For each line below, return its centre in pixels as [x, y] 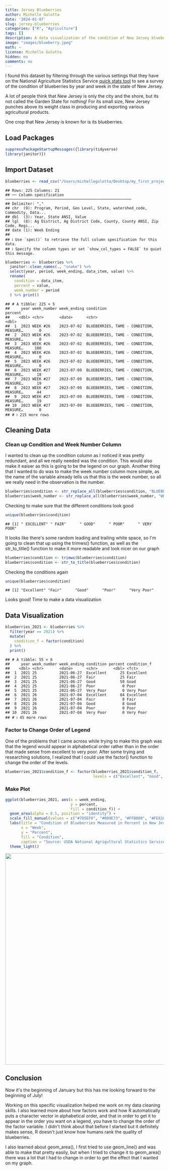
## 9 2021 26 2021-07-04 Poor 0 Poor [71, 708]
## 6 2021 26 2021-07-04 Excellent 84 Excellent [76, 695]
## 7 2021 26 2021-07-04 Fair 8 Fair [71, 699]
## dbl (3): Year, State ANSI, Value [46, 217]
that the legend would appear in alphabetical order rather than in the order [82, 746]
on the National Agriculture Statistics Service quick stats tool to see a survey [84, 81]
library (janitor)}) [26, 154]
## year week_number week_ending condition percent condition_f [78, 664]
